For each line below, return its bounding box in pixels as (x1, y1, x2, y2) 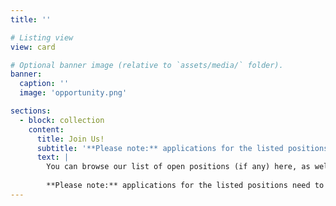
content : (28, 124, 65, 135)
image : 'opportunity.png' (19, 88, 128, 98)
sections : (10, 106, 52, 116)
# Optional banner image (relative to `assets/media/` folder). (10, 60, 284, 70)
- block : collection (19, 115, 105, 125)
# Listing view (10, 32, 74, 43)
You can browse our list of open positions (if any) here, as (46, 162, 311, 172)
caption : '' (19, 79, 70, 89)
